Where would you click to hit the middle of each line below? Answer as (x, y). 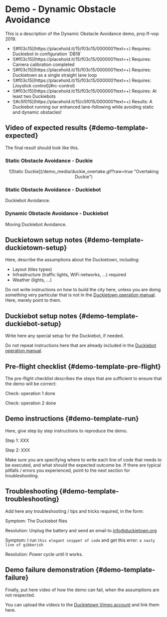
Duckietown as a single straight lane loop (55, 75)
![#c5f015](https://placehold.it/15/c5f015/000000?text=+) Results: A (83, 101)
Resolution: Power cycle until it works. (44, 554)
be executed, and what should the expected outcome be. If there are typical (83, 465)
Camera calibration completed (43, 64)
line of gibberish (24, 545)
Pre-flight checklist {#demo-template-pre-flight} (83, 366)
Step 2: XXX (18, 450)
